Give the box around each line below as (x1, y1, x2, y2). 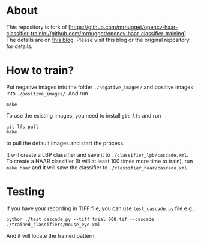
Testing (6, 185, 45, 199)
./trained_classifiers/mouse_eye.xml (6, 222, 101, 228)
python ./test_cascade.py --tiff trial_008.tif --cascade (6, 216, 154, 222)
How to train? (6, 64, 74, 77)
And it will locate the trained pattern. (6, 232, 96, 239)
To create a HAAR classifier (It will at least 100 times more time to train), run (6, 157, 193, 165)
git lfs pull (6, 124, 39, 130)
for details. (6, 43, 33, 50)
